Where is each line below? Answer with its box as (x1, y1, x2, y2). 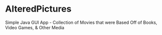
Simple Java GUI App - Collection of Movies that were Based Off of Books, (5, 19, 158, 25)
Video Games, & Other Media (5, 24, 64, 30)
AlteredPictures (5, 3, 72, 15)
